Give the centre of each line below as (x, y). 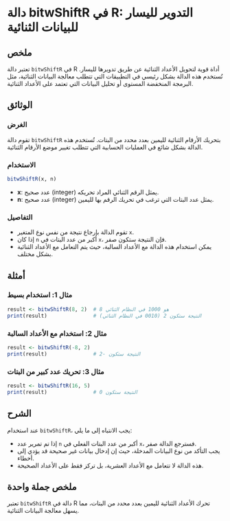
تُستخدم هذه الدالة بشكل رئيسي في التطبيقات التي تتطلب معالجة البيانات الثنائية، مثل (115, 76)
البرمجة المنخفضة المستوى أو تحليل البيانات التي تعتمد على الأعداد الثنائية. (100, 83)
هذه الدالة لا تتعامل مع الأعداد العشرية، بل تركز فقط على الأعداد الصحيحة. (110, 465)
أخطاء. (25, 458)
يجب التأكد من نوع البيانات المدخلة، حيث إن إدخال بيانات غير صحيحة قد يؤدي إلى (118, 450)
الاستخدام (22, 165)
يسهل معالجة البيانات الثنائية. (43, 511)
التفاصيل (20, 217)
